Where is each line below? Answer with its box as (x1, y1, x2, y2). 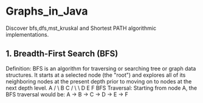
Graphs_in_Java (5, 4, 89, 18)
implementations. (5, 30, 49, 38)
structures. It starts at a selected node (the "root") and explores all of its (5, 71, 186, 79)
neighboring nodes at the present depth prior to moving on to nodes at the (5, 77, 192, 85)
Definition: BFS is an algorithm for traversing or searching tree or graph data (5, 65, 196, 72)
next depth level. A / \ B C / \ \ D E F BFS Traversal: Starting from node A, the (5, 84, 198, 91)
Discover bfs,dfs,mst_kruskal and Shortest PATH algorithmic (5, 24, 156, 32)
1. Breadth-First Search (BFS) (5, 49, 119, 59)
